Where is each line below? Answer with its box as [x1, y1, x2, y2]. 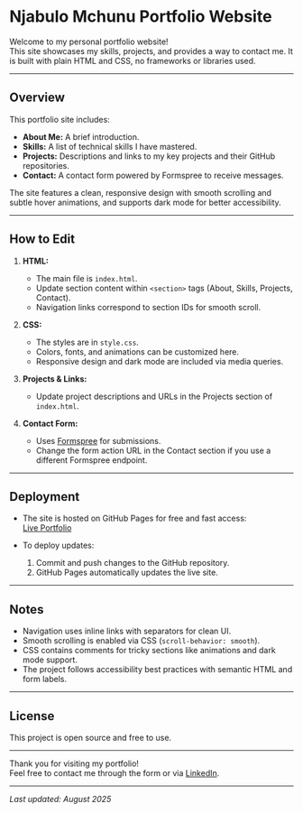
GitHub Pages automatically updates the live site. [35, 567, 218, 578]
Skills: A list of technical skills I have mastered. [22, 141, 197, 152]
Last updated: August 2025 [9, 794, 112, 804]
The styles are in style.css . [35, 337, 140, 347]
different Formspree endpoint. [35, 454, 148, 466]
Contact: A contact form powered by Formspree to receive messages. [22, 170, 284, 180]
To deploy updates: [22, 540, 95, 551]
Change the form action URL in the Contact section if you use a [35, 445, 271, 456]
